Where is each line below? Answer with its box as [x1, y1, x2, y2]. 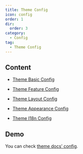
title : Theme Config [5, 7, 48, 13]
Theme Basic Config [12, 76, 55, 83]
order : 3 [9, 26, 28, 31]
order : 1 [5, 17, 23, 22]
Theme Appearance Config [12, 106, 69, 112]
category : [5, 31, 26, 36]
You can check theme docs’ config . [5, 143, 78, 149]
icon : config [5, 12, 32, 17]
